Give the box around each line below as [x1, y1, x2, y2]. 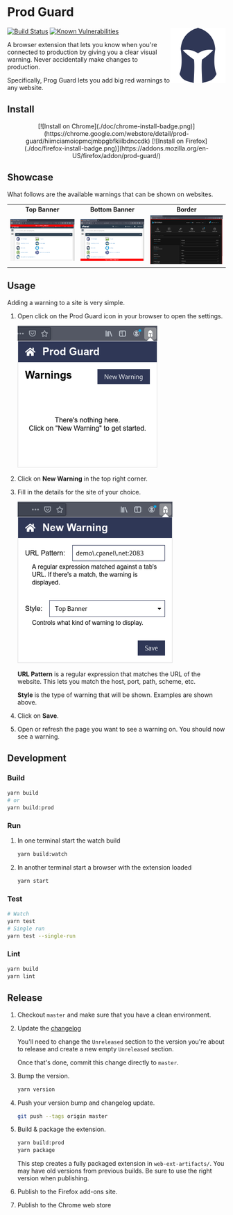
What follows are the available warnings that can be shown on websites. [7, 190, 214, 198]
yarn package [17, 1147, 55, 1154]
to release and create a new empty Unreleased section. [17, 1044, 174, 1053]
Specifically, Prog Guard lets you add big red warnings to [7, 76, 170, 84]
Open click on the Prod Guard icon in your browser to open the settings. [17, 311, 223, 320]
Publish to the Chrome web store [17, 1201, 112, 1209]
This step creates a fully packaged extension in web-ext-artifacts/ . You [17, 1160, 225, 1168]
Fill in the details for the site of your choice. [17, 488, 141, 496]
